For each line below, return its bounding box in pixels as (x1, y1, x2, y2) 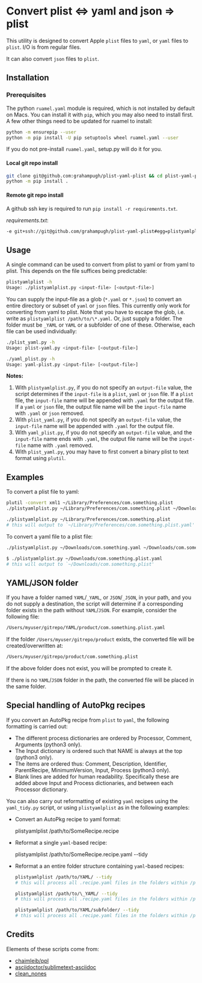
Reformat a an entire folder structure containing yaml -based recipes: (14, 862, 185, 869)
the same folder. (6, 682, 47, 690)
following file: (6, 613, 40, 620)
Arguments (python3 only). (14, 741, 82, 748)
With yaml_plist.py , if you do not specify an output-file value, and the (14, 429, 192, 436)
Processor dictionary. (14, 786, 68, 793)
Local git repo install (6, 159, 58, 167)
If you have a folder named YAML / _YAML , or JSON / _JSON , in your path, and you (6, 594, 191, 601)
